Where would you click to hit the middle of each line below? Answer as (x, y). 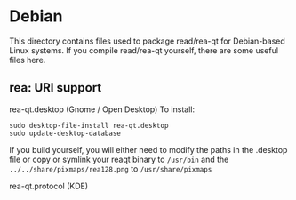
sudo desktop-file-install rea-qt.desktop (89, 125)
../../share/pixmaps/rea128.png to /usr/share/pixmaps (111, 168)
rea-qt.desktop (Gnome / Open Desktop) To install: (102, 109)
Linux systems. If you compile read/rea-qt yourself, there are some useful (144, 50)
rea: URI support (56, 88)
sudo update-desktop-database (65, 133)
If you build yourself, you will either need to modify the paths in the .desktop (148, 149)
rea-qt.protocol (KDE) (49, 186)
